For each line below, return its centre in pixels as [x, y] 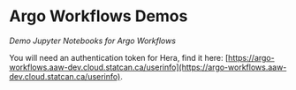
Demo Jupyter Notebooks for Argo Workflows [93, 41]
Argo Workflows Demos [99, 16]
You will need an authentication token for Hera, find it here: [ [119, 57]
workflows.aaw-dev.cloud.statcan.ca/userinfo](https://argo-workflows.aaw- [148, 67]
